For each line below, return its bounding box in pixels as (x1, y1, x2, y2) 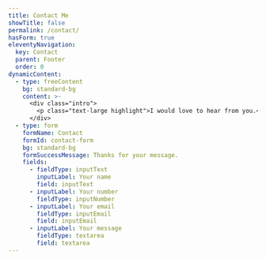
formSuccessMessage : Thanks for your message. (22, 151, 179, 159)
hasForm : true (8, 33, 55, 42)
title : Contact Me (8, 11, 69, 20)
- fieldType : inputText (28, 166, 108, 174)
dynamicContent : (8, 70, 62, 78)
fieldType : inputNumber (36, 195, 115, 203)
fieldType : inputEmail (36, 210, 112, 218)
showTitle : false (8, 19, 66, 27)
